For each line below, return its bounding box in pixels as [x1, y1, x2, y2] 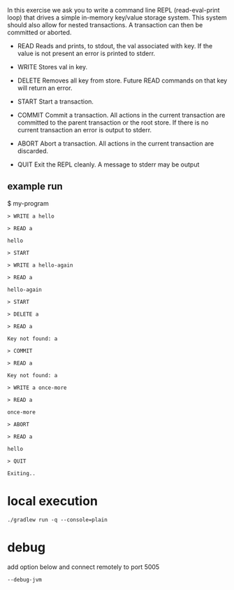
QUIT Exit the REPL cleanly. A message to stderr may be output [17, 160, 200, 169]
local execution [7, 493, 98, 509]
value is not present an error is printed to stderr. [17, 49, 156, 57]
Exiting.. [7, 470, 36, 477]
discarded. [17, 147, 49, 155]
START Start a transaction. [17, 97, 94, 106]
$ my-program [7, 199, 49, 207]
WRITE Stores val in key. [17, 63, 88, 71]
